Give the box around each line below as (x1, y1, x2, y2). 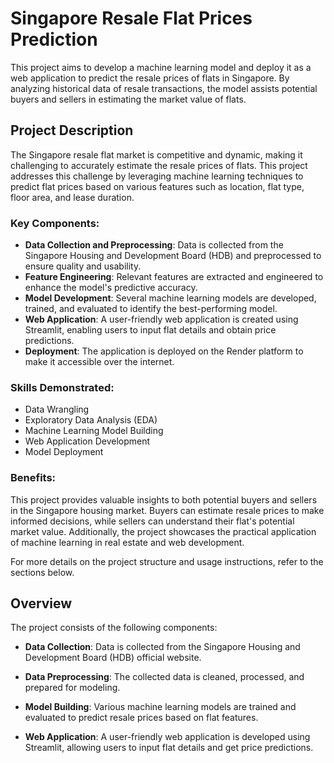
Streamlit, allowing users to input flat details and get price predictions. (24, 742, 314, 754)
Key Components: (10, 216, 100, 230)
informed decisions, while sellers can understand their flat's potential (10, 515, 295, 527)
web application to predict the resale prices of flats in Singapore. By (10, 72, 290, 84)
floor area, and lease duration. (10, 191, 135, 203)
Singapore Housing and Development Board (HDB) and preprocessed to (24, 250, 322, 262)
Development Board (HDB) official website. (24, 652, 202, 664)
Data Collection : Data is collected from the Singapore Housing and (24, 641, 301, 653)
